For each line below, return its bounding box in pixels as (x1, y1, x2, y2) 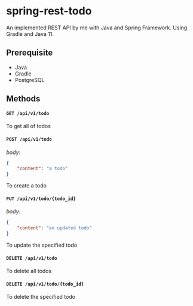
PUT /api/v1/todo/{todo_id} (6, 196, 76, 202)
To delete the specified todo (6, 293, 76, 301)
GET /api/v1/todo (6, 110, 50, 116)
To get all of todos (6, 123, 51, 130)
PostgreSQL (14, 76, 45, 83)
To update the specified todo (6, 241, 78, 249)
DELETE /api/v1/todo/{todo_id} (6, 281, 84, 287)
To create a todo (6, 182, 47, 189)
